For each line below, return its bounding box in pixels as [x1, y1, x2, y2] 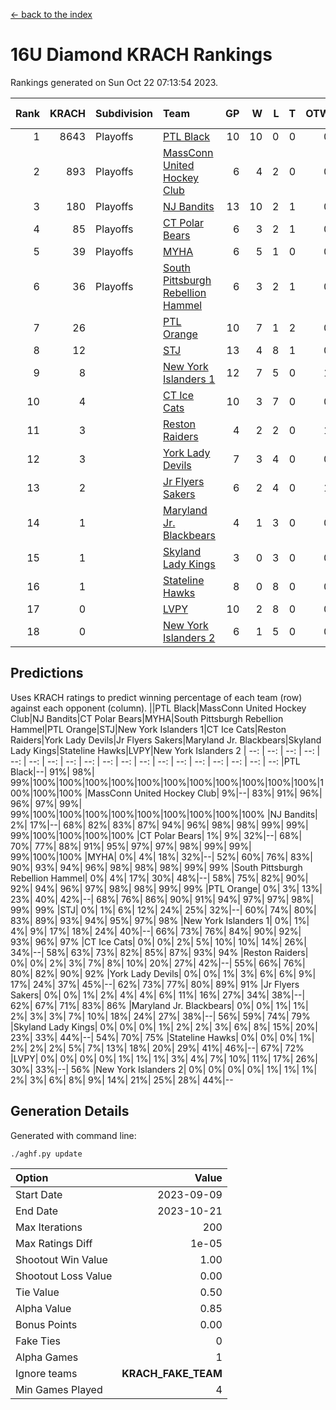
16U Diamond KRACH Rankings [10, 44, 273, 66]
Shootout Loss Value [15, 1269, 113, 1283]
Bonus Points [15, 1317, 78, 1331]
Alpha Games [15, 1350, 79, 1364]
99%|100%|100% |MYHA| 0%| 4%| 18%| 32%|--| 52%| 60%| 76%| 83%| [10, 850, 313, 863]
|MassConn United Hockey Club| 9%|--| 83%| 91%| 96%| [84, 787, 323, 799]
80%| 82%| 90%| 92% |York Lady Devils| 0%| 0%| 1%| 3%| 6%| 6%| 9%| [10, 967, 317, 979]
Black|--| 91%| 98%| [10, 765, 95, 778]
